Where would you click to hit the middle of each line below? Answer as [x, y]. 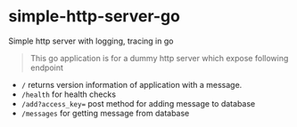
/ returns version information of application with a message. [132, 84]
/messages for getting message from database [105, 113]
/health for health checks [69, 94]
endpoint [47, 67]
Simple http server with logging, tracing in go [91, 41]
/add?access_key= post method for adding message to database [138, 103]
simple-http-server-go [94, 16]
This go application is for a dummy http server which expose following [159, 58]
